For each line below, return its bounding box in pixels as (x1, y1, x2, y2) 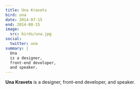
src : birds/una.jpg (10, 31, 52, 37)
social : (5, 37, 22, 42)
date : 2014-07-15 (5, 17, 43, 22)
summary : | (5, 46, 29, 51)
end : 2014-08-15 (5, 22, 40, 27)
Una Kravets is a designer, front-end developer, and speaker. (5, 79, 135, 85)
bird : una (5, 12, 27, 17)
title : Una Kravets (5, 7, 47, 13)
